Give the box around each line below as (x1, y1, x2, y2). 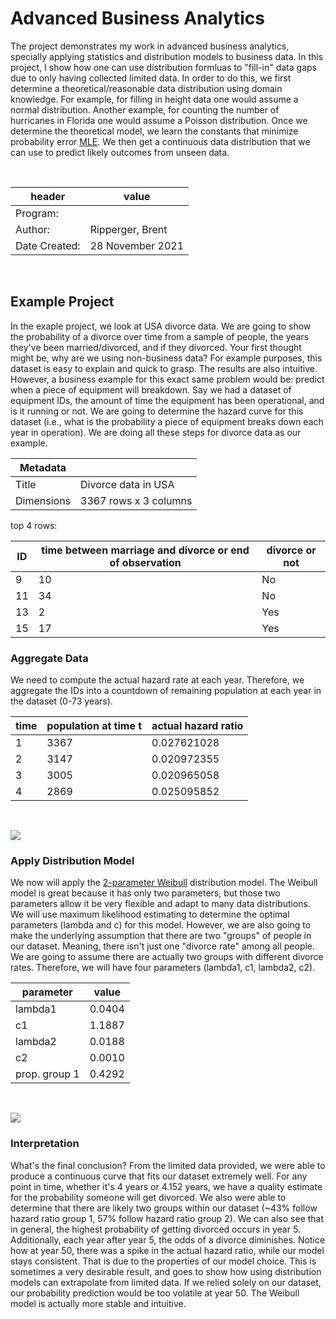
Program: (15, 206, 59, 220)
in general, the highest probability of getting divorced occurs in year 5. (10, 1223, 301, 1235)
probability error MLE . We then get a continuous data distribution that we (10, 135, 311, 147)
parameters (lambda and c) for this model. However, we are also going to (10, 919, 312, 931)
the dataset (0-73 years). (10, 695, 113, 707)
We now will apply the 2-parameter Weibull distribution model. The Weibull (10, 877, 318, 889)
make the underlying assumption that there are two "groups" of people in (10, 930, 312, 942)
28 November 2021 (89, 238, 185, 252)
